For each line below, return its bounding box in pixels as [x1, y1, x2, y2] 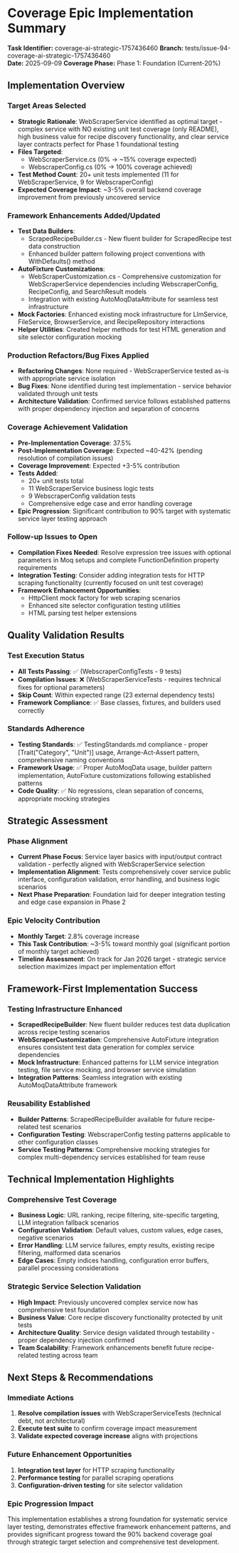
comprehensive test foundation [17, 1305, 110, 1314]
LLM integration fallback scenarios [17, 1218, 119, 1227]
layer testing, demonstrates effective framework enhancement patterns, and [7, 1522, 231, 1531]
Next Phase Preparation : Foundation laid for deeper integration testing [17, 890, 225, 899]
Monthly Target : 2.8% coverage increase [17, 932, 140, 940]
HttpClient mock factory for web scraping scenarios [28, 593, 181, 602]
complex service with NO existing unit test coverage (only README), [17, 125, 219, 133]
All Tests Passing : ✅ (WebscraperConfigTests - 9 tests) [17, 667, 182, 675]
